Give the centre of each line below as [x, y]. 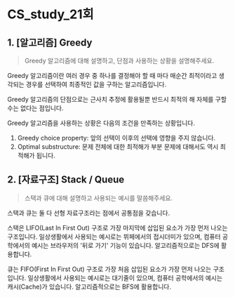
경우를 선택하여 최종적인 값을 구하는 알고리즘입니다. [96, 84]
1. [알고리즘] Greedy [50, 42]
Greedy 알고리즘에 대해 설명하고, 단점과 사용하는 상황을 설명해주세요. [119, 61]
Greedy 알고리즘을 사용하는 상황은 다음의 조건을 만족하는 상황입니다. [101, 123]
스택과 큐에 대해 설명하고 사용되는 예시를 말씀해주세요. [99, 198]
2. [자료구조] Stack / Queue [66, 180]
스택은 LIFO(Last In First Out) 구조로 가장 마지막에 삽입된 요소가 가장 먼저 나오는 [117, 227]
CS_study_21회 [51, 14]
